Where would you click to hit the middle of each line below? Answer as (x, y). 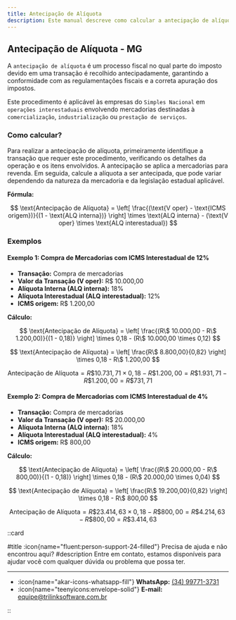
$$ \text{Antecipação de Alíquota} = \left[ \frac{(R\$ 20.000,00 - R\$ (118, 469)
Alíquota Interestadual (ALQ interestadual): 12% (88, 296)
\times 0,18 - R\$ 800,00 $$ (118, 498)
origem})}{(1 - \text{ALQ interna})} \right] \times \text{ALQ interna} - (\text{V (118, 215)
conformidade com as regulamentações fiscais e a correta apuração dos (112, 81)
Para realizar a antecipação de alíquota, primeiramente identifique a (105, 150)
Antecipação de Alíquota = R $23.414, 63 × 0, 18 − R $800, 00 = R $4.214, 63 (117, 512)
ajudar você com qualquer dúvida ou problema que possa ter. (96, 562)
